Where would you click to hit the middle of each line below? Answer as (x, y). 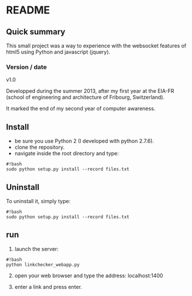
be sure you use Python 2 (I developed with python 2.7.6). (84, 141)
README (28, 10)
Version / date (26, 67)
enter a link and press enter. (48, 287)
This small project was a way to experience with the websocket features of (96, 46)
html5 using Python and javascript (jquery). (58, 52)
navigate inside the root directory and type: (66, 154)
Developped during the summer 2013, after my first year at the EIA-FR (90, 91)
